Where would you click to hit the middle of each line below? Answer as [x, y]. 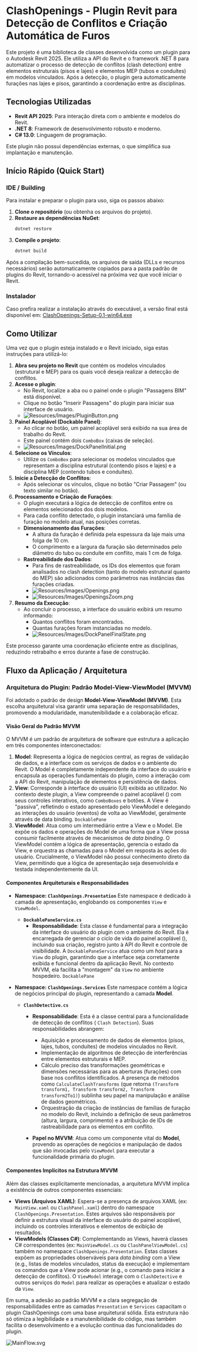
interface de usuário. [49, 409]
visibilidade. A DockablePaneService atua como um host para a [107, 951]
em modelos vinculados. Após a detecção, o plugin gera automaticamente [96, 77]
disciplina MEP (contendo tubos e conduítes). [79, 472]
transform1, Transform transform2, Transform [98, 1090]
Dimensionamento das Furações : [64, 528]
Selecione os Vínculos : [43, 453]
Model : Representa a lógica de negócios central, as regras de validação [102, 757]
